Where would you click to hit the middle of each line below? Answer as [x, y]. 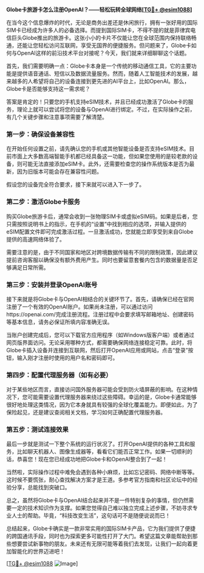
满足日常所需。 [30, 267]
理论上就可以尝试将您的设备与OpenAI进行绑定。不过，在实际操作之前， [106, 109]
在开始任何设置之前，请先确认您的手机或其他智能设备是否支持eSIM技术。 [98, 149]
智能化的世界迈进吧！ [38, 552]
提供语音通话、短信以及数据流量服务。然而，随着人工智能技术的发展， [104, 73]
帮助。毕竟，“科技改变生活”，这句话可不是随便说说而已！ [99, 516]
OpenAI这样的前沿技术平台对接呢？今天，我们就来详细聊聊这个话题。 [103, 53]
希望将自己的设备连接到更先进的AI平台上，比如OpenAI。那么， [111, 81]
